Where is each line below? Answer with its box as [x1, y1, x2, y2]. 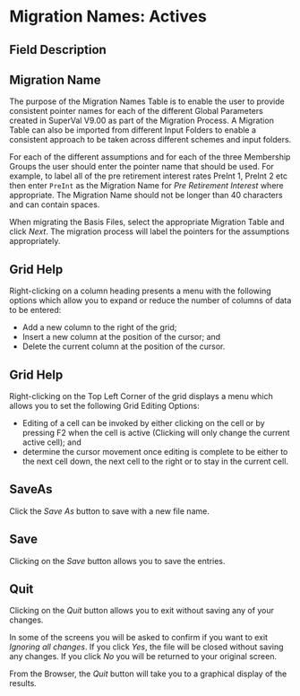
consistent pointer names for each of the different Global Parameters [9, 106, 264, 117]
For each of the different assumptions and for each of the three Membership [9, 152, 291, 162]
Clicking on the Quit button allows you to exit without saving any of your [9, 605, 275, 616]
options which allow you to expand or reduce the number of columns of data [9, 295, 292, 306]
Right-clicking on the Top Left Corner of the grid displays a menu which [9, 391, 273, 402]
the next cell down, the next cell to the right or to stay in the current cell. [21, 456, 289, 467]
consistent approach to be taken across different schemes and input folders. [9, 135, 292, 145]
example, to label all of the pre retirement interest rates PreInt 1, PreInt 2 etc [9, 170, 288, 181]
